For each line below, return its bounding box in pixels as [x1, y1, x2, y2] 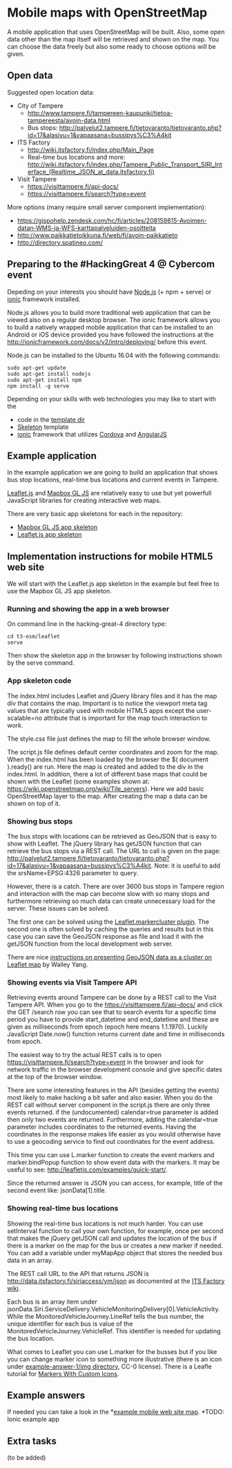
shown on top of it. [7, 799, 61, 808]
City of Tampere [17, 102, 64, 110]
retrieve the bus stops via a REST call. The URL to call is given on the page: [7, 847, 221, 855]
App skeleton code [7, 676, 72, 685]
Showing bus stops [7, 817, 73, 826]
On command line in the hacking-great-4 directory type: [7, 620, 167, 628]
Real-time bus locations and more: [27, 153, 126, 161]
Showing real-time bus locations [7, 1203, 119, 1213]
